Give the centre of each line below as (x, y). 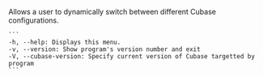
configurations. (34, 20)
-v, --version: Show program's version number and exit (104, 49)
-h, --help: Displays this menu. (65, 42)
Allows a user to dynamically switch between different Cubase (112, 12)
